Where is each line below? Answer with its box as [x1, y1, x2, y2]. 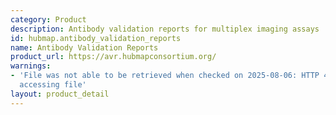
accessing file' [19, 80, 87, 90]
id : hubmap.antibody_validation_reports [10, 33, 182, 43]
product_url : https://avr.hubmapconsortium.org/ [10, 52, 217, 62]
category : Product [10, 14, 87, 25]
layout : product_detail [10, 89, 110, 99]
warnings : [10, 61, 52, 71]
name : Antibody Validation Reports [10, 42, 159, 53]
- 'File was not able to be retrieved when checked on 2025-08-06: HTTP [10, 71, 320, 81]
